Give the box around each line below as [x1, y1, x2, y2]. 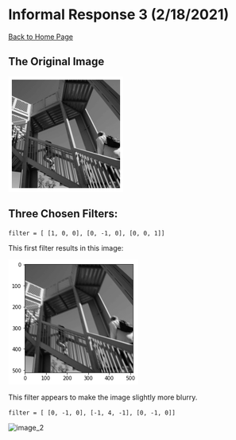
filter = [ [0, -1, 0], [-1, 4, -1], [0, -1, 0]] [8, 408, 176, 417]
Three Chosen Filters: [8, 207, 118, 220]
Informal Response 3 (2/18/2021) [8, 6, 230, 24]
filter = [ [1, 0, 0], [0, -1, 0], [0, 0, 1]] [8, 229, 165, 237]
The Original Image [8, 55, 105, 68]
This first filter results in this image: [8, 243, 124, 252]
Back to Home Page [8, 32, 74, 41]
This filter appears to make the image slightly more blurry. [8, 392, 198, 402]
